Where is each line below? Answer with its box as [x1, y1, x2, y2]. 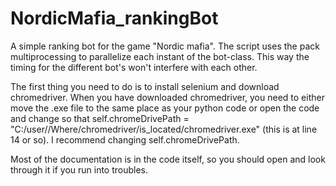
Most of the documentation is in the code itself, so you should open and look [10, 153, 326, 165]
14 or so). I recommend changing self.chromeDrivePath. [10, 133, 240, 146]
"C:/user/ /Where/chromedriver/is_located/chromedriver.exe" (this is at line [10, 123, 318, 135]
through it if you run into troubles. [10, 163, 149, 176]
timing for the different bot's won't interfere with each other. [10, 61, 258, 73]
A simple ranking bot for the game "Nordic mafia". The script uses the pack [10, 40, 320, 52]
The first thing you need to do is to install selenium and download [10, 80, 280, 92]
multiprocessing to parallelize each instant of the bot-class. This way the [10, 50, 310, 62]
